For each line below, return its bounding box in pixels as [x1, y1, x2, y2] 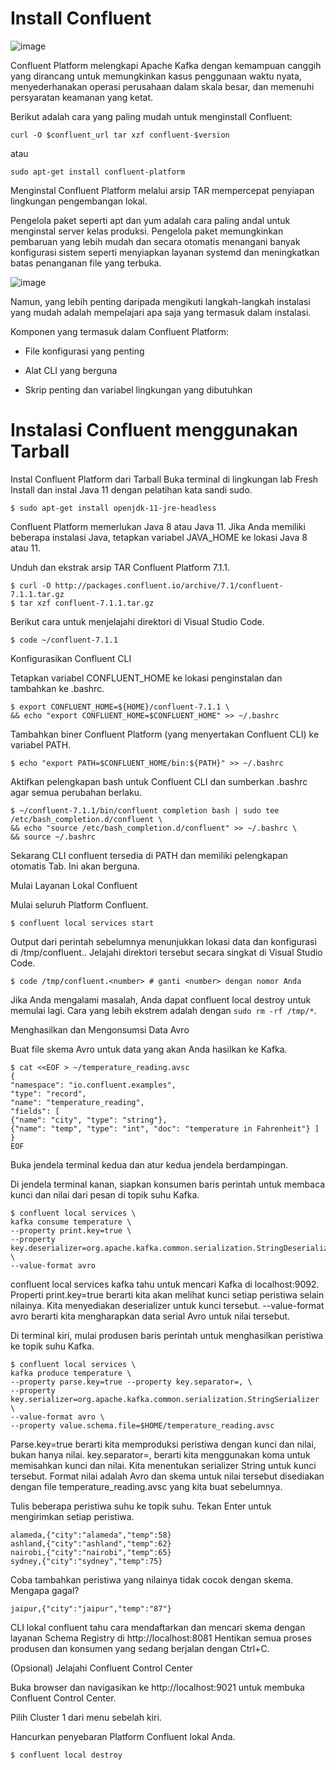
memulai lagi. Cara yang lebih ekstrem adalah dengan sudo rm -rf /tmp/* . [10, 1004, 317, 1016]
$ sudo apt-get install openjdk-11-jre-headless [10, 503, 217, 513]
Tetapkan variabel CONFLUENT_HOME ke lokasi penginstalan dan [10, 672, 283, 684]
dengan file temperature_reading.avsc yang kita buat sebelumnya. [10, 1480, 283, 1492]
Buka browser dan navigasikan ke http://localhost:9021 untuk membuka [10, 1681, 305, 1693]
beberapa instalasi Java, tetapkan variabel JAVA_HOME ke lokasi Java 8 [10, 531, 308, 543]
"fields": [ [10, 1106, 60, 1116]
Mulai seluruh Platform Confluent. [10, 898, 149, 911]
